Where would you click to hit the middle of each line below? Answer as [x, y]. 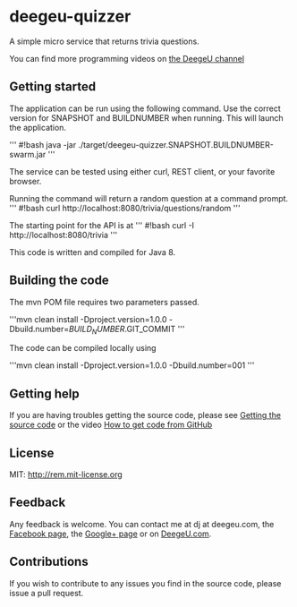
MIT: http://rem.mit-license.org [66, 474]
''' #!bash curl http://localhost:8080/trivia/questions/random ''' [125, 208]
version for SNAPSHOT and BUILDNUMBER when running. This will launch [146, 117]
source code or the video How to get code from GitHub [111, 425]
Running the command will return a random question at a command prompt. [149, 198]
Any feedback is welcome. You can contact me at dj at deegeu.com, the [142, 524]
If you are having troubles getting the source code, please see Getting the [145, 415]
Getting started [53, 87]
